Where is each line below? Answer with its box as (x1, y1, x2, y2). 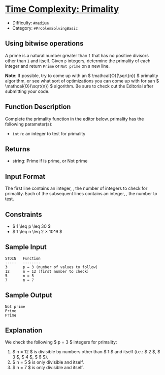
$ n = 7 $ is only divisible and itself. (12, 365, 84, 371)
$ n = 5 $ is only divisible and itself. (12, 359, 84, 365)
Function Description (5, 103, 71, 111)
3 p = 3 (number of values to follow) (5, 264, 98, 270)
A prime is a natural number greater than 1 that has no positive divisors (5, 52, 149, 58)
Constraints (5, 210, 42, 218)
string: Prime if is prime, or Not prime (12, 158, 88, 164)
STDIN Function (5, 256, 41, 261)
